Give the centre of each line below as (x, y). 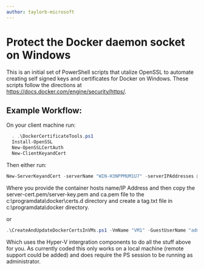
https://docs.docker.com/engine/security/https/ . (66, 91)
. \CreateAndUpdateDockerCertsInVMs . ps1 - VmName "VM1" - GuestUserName (96, 230)
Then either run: (26, 165)
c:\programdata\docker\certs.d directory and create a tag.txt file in (90, 201)
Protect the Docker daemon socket (96, 42)
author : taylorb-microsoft (40, 12)
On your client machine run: (41, 125)
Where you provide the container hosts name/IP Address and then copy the (101, 188)
